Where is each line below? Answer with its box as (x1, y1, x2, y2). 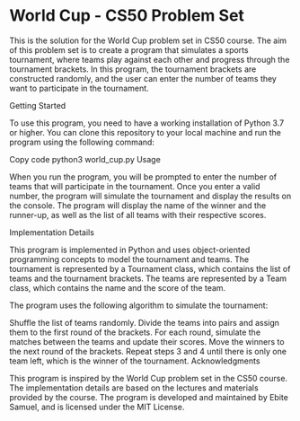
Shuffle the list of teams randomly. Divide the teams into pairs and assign (9, 317, 280, 328)
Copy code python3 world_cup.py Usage (9, 153, 162, 164)
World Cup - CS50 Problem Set (9, 5, 245, 26)
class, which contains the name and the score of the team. (9, 282, 226, 293)
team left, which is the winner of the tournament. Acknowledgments (9, 355, 260, 366)
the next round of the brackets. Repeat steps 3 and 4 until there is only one (9, 346, 287, 356)
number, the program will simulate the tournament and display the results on (9, 190, 292, 201)
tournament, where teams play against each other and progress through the (9, 54, 290, 65)
